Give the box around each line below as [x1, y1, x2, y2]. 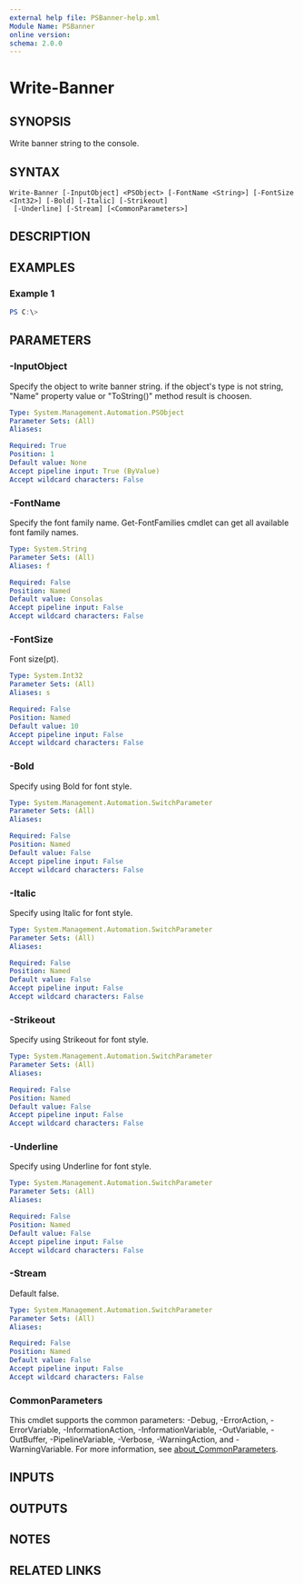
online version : [9, 30, 71, 39]
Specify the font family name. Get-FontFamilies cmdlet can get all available [9, 517, 289, 528]
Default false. [9, 1288, 60, 1299]
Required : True [9, 442, 67, 451]
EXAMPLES [9, 260, 75, 275]
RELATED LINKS [9, 1562, 102, 1578]
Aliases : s [9, 688, 51, 698]
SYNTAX [9, 164, 61, 180]
